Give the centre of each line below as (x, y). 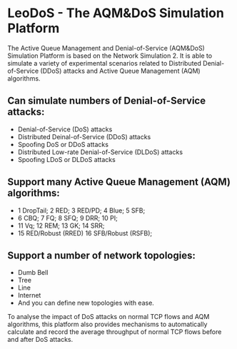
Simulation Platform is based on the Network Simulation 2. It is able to (110, 56)
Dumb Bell (33, 273)
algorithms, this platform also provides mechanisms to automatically (107, 324)
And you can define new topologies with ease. (86, 303)
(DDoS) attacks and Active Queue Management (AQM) (121, 71)
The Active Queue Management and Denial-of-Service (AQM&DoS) (106, 48)
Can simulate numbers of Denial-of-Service (106, 101)
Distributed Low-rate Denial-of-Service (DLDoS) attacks (100, 152)
